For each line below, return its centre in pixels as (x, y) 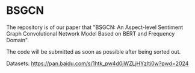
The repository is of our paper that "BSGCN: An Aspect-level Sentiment (95, 27)
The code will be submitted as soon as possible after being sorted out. (94, 51)
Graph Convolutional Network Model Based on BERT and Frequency (91, 33)
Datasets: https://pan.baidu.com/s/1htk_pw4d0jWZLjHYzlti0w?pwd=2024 (97, 63)
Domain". (17, 40)
